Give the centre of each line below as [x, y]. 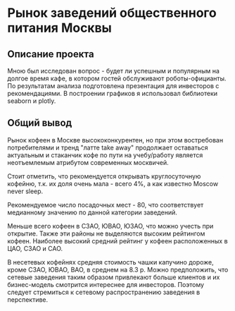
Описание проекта [51, 54]
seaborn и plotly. [32, 101]
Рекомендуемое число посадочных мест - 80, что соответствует [106, 205]
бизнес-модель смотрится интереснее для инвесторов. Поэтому [106, 284]
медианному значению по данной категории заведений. [92, 212]
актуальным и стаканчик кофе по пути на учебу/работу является [105, 155]
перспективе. [28, 299]
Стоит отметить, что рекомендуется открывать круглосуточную [104, 176]
